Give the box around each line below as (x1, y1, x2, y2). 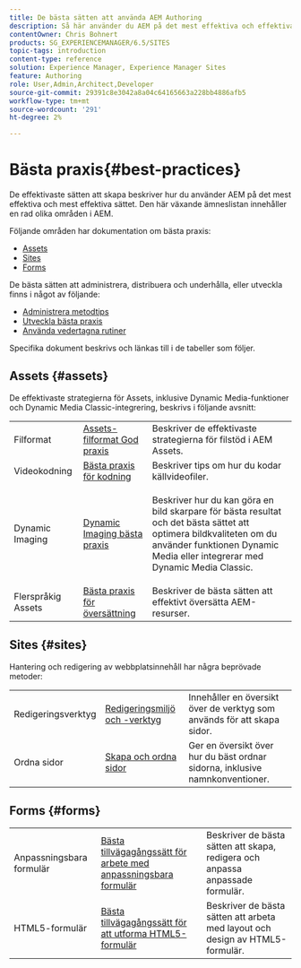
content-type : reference (9, 55, 102, 64)
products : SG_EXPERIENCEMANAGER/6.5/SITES (9, 38, 170, 48)
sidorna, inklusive (187, 761, 262, 774)
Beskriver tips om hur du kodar (151, 459, 282, 471)
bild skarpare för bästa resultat (151, 505, 282, 517)
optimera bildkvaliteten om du (151, 527, 278, 540)
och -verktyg (105, 713, 162, 726)
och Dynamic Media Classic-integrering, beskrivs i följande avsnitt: (9, 402, 257, 412)
